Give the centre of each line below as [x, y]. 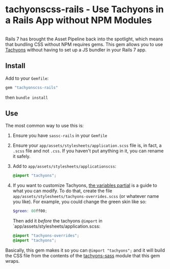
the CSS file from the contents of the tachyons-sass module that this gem [83, 255]
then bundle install [27, 97]
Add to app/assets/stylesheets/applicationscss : [64, 166]
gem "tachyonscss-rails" [32, 87]
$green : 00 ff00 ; [30, 211]
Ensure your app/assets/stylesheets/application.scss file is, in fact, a [87, 145]
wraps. [13, 261]
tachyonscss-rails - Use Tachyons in [85, 9]
